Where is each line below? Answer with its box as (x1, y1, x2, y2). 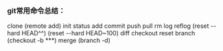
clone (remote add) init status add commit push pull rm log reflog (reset (7, 22, 209, 30)
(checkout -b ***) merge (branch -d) (7, 36, 111, 45)
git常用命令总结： (7, 5, 66, 15)
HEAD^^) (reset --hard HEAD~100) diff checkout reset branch (21, 29, 196, 37)
